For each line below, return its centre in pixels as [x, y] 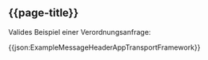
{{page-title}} [44, 13]
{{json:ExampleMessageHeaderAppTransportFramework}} [104, 47]
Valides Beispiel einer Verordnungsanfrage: [80, 32]
